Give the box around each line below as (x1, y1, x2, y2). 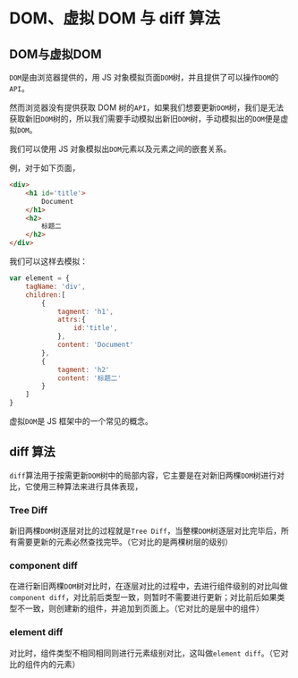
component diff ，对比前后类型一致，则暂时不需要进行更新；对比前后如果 (9, 592, 277, 603)
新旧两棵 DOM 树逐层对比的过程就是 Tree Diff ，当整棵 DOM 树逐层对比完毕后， (9, 525, 282, 537)
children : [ (25, 290, 66, 300)
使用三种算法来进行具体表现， (32, 480, 143, 492)
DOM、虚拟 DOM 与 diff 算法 (9, 8, 221, 29)
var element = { (9, 274, 70, 283)
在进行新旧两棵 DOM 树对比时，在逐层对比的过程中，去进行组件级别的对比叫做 (9, 581, 288, 591)
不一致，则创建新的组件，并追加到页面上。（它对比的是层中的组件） (16, 603, 264, 614)
